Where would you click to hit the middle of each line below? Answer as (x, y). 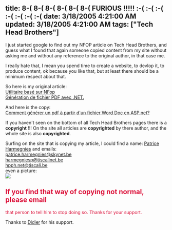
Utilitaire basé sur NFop (30, 92)
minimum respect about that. (36, 76)
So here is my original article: (36, 86)
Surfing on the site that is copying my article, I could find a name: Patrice (82, 143)
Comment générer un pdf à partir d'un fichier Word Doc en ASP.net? (78, 113)
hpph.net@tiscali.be (26, 165)
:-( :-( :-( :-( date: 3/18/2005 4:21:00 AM (71, 17)
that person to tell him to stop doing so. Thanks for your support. (74, 212)
